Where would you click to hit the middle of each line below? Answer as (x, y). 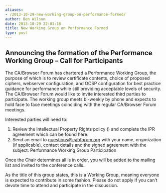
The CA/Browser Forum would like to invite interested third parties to (76, 94)
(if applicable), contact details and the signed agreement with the (79, 145)
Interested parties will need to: (36, 119)
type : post (16, 33)
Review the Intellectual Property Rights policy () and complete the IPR (83, 129)
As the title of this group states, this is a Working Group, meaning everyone (82, 175)
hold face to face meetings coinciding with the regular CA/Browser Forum (81, 104)
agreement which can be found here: (50, 134)
